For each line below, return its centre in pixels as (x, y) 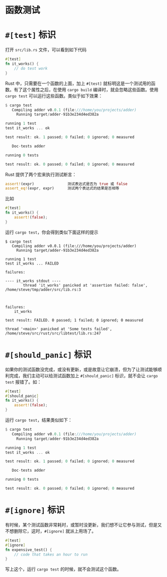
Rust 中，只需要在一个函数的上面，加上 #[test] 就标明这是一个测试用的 (78, 83)
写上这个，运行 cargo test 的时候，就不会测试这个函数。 (63, 569)
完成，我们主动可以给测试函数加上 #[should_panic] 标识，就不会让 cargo (83, 375)
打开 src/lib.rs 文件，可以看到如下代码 (46, 50)
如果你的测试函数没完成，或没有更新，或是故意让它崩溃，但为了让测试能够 (81, 369)
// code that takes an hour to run (51, 555)
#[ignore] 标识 (35, 510)
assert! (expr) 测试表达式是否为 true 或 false (66, 184)
